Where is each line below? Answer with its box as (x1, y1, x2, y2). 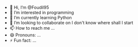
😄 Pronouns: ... (9, 32, 41, 38)
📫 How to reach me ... (9, 25, 55, 31)
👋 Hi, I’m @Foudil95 (9, 5, 50, 10)
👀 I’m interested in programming (9, 10, 74, 15)
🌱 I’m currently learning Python (9, 15, 72, 20)
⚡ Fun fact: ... (9, 37, 36, 43)
